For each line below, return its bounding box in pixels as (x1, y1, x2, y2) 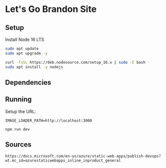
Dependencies (5, 78, 51, 87)
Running (5, 95, 32, 104)
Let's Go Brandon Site (5, 3, 97, 15)
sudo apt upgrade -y (5, 51, 48, 56)
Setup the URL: (5, 108, 36, 114)
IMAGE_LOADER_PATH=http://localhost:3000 (5, 118, 92, 123)
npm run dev (5, 127, 30, 132)
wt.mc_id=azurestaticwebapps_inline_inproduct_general (5, 158, 121, 163)
